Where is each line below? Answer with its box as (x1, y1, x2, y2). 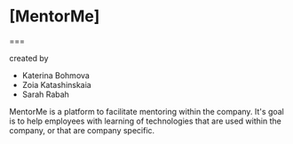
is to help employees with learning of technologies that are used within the (9, 116, 281, 126)
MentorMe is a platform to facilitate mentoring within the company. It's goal (9, 106, 284, 116)
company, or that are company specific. (9, 124, 155, 135)
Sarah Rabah (21, 89, 69, 100)
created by (9, 52, 49, 63)
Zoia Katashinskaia (21, 79, 91, 90)
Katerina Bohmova (21, 69, 91, 81)
